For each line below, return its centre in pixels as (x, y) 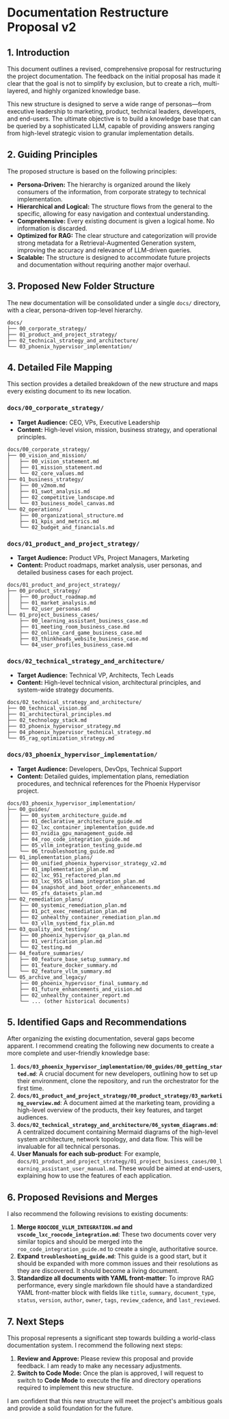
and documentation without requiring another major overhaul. (104, 265)
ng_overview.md (39, 1104)
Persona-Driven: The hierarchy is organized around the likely (104, 184)
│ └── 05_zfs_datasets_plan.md (55, 893)
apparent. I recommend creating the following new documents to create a (111, 1046)
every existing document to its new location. (69, 391)
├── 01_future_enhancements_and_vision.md (81, 989)
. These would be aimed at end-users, (169, 1168)
